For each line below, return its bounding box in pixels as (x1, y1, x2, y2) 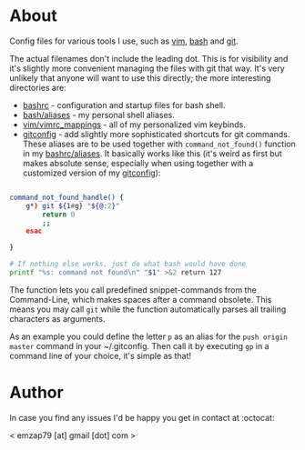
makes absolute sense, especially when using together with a (22, 157, 254, 168)
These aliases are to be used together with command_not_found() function (22, 138, 296, 149)
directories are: (9, 82, 66, 93)
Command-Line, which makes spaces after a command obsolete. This (9, 294, 272, 305)
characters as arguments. (9, 313, 106, 324)
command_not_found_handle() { (9, 193, 125, 202)
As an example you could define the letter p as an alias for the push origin (9, 331, 289, 342)
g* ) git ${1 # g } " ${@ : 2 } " (25, 201, 120, 210)
